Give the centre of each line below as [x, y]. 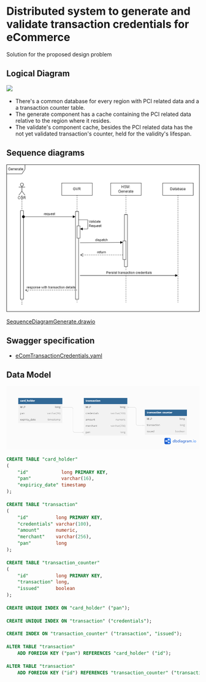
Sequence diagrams [45, 153]
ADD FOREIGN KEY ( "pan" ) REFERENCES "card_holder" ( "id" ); [94, 653]
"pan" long [42, 543]
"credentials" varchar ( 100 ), [55, 524]
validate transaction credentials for [98, 24]
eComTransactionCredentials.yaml [59, 355]
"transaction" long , [44, 582]
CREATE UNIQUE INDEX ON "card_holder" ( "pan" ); [68, 608]
